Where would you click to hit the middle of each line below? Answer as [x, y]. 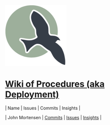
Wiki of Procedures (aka [55, 84]
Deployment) [32, 94]
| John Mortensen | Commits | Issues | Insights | [53, 117]
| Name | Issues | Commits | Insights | [43, 108]
